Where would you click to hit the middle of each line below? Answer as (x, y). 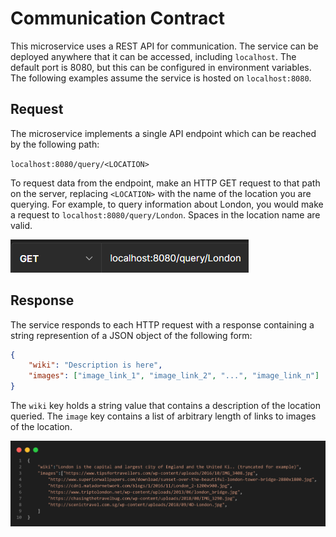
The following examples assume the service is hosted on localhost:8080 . (161, 78)
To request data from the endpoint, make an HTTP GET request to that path (165, 183)
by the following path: (55, 144)
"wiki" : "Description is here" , (95, 365)
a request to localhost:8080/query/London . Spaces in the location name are (165, 214)
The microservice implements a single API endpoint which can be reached (163, 133)
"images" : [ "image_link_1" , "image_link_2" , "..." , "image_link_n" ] (174, 376)
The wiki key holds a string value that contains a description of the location (165, 406)
